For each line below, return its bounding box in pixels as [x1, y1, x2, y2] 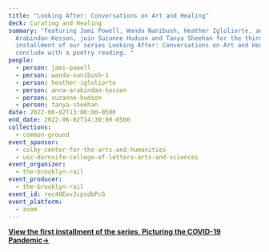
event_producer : [8, 175, 62, 184]
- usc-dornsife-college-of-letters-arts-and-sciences [15, 153, 199, 161]
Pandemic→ [8, 235, 50, 245]
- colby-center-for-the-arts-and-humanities [15, 146, 167, 154]
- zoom [15, 205, 38, 213]
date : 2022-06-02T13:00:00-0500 [8, 109, 116, 117]
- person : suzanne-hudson [15, 94, 102, 102]
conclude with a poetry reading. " [15, 49, 134, 57]
